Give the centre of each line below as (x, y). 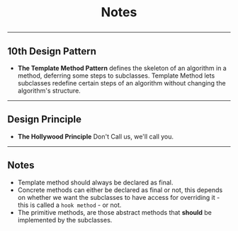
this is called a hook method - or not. (69, 205)
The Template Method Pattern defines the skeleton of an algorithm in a (122, 68)
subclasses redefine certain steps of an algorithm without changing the (121, 83)
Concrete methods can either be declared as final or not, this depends (120, 190)
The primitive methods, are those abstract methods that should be (115, 212)
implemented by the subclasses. (65, 220)
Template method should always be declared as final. (95, 182)
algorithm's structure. (49, 90)
